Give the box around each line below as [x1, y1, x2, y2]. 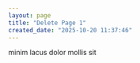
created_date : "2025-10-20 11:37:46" [8, 26, 133, 34]
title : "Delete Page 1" [8, 19, 87, 27]
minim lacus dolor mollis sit [8, 48, 96, 57]
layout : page [8, 11, 51, 20]
